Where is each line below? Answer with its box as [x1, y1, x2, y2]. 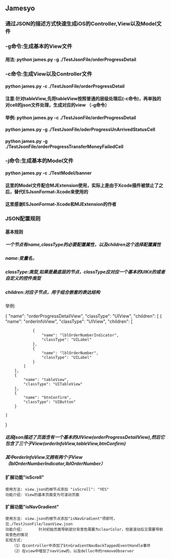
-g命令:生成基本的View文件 [5, 43, 73, 50]
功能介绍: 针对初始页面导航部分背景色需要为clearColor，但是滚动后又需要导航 [5, 527, 163, 532]
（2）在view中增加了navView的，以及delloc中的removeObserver [12, 549, 134, 554]
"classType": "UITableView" [23, 381, 83, 387]
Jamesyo [5, 4, 36, 13]
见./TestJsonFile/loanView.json [5, 521, 73, 527]
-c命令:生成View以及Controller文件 [5, 70, 92, 77]
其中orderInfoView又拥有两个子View [5, 454, 83, 460]
